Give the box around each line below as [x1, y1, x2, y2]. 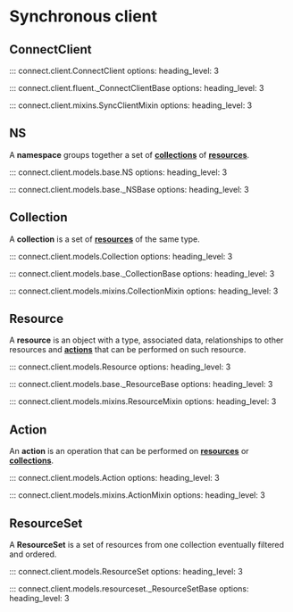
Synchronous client [9, 6, 158, 27]
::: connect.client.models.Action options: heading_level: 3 [9, 473, 221, 484]
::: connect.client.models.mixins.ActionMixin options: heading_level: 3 [9, 490, 265, 500]
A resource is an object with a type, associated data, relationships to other [9, 335, 284, 345]
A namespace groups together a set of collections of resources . [9, 149, 250, 160]
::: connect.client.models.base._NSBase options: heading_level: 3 [9, 184, 249, 194]
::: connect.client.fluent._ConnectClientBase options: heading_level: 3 [9, 83, 264, 93]
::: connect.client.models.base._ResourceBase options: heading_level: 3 [9, 379, 273, 390]
